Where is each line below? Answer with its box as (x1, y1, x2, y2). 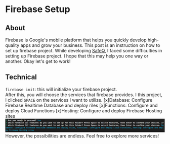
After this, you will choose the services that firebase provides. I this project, (5, 92, 163, 98)
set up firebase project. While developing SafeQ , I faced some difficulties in (5, 48, 162, 53)
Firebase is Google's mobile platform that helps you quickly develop (5, 37, 147, 43)
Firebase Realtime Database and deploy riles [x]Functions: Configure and (5, 102, 158, 108)
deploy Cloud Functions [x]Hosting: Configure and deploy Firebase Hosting (5, 107, 162, 114)
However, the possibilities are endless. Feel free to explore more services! (5, 132, 159, 139)
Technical (5, 73, 37, 82)
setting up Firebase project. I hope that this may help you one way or (5, 53, 149, 59)
